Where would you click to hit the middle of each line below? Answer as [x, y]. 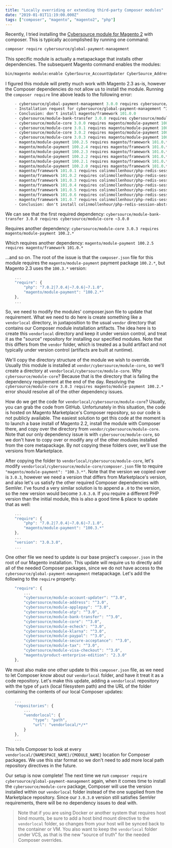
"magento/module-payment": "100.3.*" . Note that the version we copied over [86, 471]
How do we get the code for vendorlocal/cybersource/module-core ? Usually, [86, 401]
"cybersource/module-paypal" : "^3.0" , [65, 636]
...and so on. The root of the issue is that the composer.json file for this [79, 257]
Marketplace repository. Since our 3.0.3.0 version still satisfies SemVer [81, 797]
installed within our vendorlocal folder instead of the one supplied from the [84, 791]
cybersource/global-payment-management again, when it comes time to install [85, 781]
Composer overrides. [40, 840]
